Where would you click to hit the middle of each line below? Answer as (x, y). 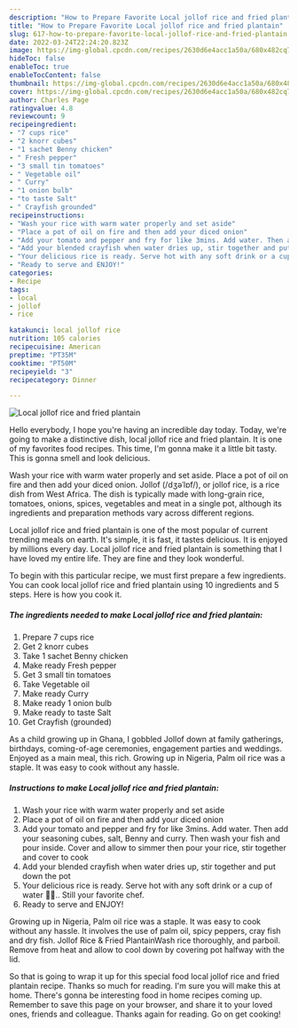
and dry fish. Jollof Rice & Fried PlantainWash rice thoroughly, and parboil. (145, 940)
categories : (31, 273)
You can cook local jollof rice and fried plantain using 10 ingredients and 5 (144, 585)
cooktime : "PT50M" (43, 363)
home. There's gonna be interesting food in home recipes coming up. (136, 995)
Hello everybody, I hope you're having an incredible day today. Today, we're (148, 430)
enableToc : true (39, 67)
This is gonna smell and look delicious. (80, 459)
